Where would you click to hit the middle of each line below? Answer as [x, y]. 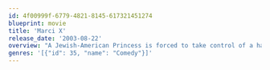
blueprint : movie [37, 23]
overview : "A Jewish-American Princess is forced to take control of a [131, 46]
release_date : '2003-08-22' [55, 38]
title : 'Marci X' [37, 31]
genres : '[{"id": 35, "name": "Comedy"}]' [80, 53]
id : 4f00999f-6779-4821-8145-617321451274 [80, 16]
